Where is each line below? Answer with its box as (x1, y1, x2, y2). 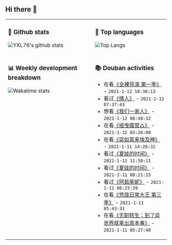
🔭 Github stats (8, 28, 50, 36)
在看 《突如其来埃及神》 (103, 136, 160, 143)
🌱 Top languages (95, 28, 144, 36)
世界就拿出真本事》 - (103, 219, 155, 227)
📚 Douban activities (95, 64, 155, 72)
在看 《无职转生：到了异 (103, 212, 160, 219)
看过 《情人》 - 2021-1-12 (103, 95, 165, 102)
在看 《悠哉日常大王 (103, 191, 150, 198)
